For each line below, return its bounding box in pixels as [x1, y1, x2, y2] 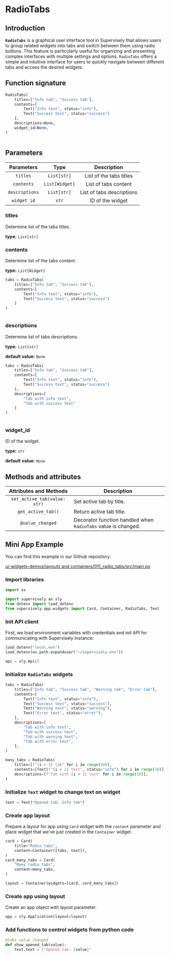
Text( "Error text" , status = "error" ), [23, 710, 103, 716]
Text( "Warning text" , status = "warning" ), [23, 706, 112, 711]
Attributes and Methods [9, 488, 68, 495]
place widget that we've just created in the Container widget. [5, 829, 133, 835]
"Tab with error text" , [23, 739, 73, 744]
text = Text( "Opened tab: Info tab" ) [5, 800, 85, 805]
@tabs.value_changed [5, 938, 49, 943]
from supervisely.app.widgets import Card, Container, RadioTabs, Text [5, 606, 159, 611]
